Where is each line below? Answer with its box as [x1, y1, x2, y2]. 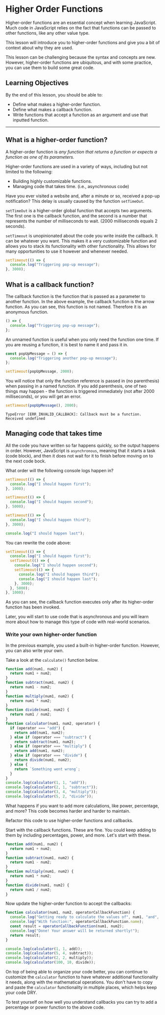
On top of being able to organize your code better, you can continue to [5, 969, 148, 975]
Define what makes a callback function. [12, 106, 93, 112]
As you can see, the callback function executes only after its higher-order [5, 599, 154, 605]
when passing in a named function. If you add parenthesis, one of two [5, 383, 147, 389]
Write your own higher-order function [5, 631, 97, 638]
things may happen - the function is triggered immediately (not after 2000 [5, 388, 155, 394]
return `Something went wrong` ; [14, 767, 80, 772]
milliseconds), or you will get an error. [5, 393, 82, 400]
